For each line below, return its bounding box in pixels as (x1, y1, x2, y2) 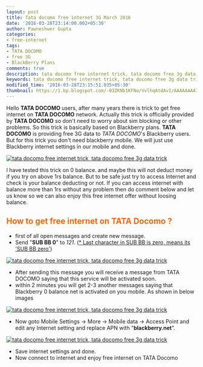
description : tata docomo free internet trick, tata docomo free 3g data (6, 71, 196, 77)
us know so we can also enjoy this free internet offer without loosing (6, 192, 176, 199)
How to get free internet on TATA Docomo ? (6, 216, 172, 226)
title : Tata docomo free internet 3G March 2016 (6, 15, 131, 21)
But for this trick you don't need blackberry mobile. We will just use (6, 136, 173, 144)
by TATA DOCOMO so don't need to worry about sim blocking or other (6, 117, 182, 124)
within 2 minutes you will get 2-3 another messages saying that (14, 281, 173, 288)
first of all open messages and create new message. (14, 232, 146, 239)
